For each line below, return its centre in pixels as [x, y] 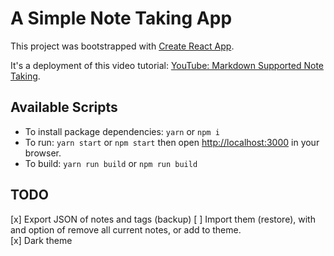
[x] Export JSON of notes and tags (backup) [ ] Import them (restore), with [163, 219]
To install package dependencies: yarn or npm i [122, 131]
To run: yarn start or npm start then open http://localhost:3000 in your [172, 142]
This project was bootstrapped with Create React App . [122, 46]
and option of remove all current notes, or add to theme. [126, 229]
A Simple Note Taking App [121, 18]
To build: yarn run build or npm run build [111, 163]
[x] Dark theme [41, 240]
